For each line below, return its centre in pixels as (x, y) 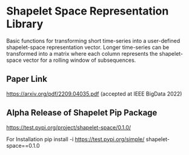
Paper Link (27, 79)
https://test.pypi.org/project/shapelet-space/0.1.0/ (69, 127)
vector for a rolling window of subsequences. (80, 60)
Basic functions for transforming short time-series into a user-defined (93, 41)
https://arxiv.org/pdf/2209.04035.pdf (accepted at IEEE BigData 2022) (94, 94)
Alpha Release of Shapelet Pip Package (82, 113)
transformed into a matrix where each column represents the (82, 53)
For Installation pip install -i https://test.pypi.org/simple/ (75, 139)
